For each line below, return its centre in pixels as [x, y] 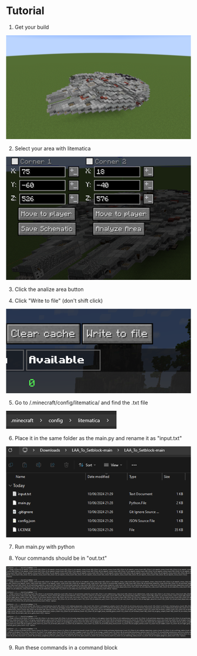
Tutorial [26, 11]
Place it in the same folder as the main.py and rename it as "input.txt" [98, 438]
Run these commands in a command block [66, 648]
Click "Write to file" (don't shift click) [59, 301]
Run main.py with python [45, 547]
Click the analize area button [49, 289]
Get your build [32, 27]
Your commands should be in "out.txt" [61, 558]
